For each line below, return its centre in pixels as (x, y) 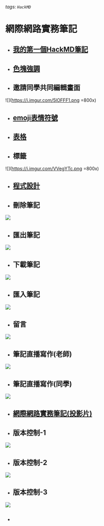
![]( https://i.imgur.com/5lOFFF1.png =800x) (51, 100)
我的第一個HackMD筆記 (50, 50)
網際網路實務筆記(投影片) (52, 414)
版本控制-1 (29, 433)
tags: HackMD (18, 7)
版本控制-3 (30, 492)
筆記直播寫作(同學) (42, 384)
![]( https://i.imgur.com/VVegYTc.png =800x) (52, 168)
